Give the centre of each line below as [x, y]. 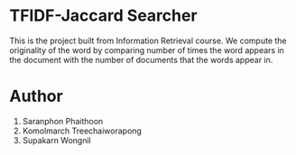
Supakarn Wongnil [57, 140]
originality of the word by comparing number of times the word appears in [147, 50]
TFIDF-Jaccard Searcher [103, 16]
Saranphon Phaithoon [63, 121]
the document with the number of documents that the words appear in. [141, 59]
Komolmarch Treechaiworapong [82, 131]
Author [36, 96]
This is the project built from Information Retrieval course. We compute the [148, 41]
